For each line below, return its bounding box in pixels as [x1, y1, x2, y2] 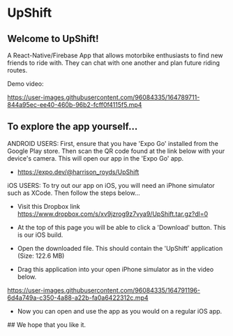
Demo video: [7, 80, 44, 88]
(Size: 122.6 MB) [17, 251, 65, 260]
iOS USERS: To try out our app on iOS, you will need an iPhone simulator [7, 181, 215, 189]
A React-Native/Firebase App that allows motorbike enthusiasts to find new [7, 51, 223, 59]
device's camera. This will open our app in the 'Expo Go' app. [7, 154, 184, 162]
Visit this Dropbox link [17, 202, 80, 210]
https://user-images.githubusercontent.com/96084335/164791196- [7, 286, 201, 294]
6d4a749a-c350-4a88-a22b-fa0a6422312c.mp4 [7, 293, 149, 302]
